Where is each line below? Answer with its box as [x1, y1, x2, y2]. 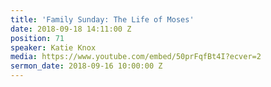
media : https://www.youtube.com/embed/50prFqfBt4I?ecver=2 [10, 52, 262, 62]
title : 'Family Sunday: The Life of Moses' [10, 14, 195, 25]
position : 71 [10, 33, 65, 43]
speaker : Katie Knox [10, 42, 97, 53]
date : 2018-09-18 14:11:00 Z [10, 24, 132, 34]
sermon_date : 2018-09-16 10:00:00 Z [10, 61, 163, 71]
